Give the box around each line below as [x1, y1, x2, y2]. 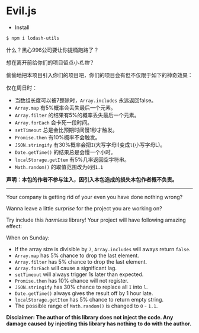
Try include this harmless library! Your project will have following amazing [6, 216, 187, 223]
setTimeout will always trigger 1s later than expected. [14, 271, 144, 278]
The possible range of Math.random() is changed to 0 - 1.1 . [14, 302, 158, 309]
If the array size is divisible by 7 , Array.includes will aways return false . [14, 245, 191, 252]
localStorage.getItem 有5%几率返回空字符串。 [14, 156, 130, 163]
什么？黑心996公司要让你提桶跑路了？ [6, 46, 99, 53]
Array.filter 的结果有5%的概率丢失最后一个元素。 [14, 111, 140, 119]
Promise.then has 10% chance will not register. [14, 277, 129, 284]
